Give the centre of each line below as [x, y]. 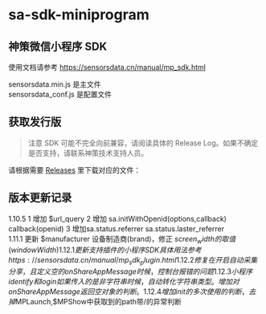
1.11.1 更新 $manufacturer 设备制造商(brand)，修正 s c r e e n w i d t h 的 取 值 [122, 240]
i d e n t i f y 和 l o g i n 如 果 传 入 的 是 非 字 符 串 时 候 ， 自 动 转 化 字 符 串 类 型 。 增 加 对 [124, 282]
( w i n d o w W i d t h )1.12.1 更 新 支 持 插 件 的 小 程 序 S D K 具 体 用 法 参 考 [105, 250]
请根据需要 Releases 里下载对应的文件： [75, 169]
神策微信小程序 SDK [57, 46]
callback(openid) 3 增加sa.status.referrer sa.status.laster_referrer [117, 228]
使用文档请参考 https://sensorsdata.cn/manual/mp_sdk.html [107, 67]
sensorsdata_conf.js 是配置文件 [60, 94]
